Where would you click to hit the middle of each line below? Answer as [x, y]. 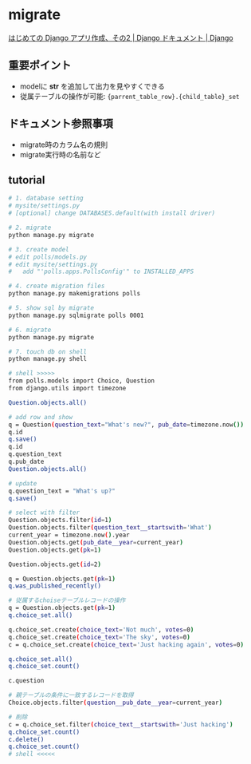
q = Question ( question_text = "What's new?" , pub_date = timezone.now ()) [126, 425]
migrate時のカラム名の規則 [64, 144]
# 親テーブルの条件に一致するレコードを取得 [71, 695]
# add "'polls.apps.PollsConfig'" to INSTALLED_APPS [101, 272]
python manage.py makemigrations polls [75, 294]
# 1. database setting [46, 198]
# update [23, 483]
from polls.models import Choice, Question [82, 381]
